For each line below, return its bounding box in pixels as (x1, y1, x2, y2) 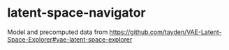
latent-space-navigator (7, 5, 147, 21)
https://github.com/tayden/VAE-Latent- (109, 28, 222, 36)
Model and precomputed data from (7, 28, 108, 36)
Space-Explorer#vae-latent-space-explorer (7, 35, 133, 43)
